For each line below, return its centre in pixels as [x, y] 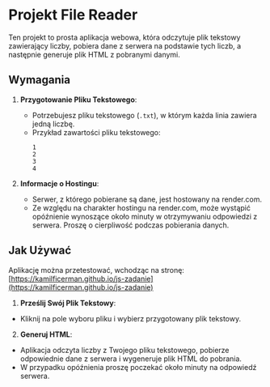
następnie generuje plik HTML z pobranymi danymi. [94, 54]
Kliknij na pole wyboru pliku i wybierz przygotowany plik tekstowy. [130, 318]
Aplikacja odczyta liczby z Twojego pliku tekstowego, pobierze [124, 350]
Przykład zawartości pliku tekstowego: [96, 132]
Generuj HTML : [46, 334]
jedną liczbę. [53, 124]
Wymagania [40, 80]
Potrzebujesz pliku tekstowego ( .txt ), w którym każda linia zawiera [144, 115]
